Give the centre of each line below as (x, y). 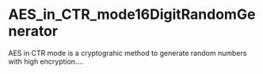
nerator (33, 31)
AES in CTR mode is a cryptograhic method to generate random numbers (128, 53)
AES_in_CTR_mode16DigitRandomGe (132, 15)
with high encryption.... (46, 61)
